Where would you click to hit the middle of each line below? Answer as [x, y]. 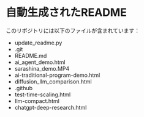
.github [24, 88]
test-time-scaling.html [43, 94]
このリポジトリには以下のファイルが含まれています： [73, 30]
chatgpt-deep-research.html [51, 107]
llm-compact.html [37, 101]
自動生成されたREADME [66, 12]
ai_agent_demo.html [40, 62]
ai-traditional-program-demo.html [57, 75]
